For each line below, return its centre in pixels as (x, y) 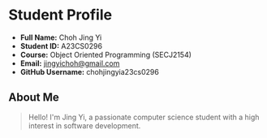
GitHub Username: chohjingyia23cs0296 (90, 71)
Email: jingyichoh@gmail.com (70, 63)
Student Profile (60, 15)
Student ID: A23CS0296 (61, 45)
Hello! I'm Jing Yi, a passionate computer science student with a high (144, 117)
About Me (34, 98)
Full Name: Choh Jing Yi (61, 37)
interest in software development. (84, 125)
